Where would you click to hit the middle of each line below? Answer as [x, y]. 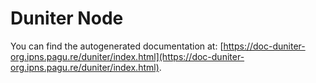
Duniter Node [67, 18]
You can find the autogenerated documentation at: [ [117, 46]
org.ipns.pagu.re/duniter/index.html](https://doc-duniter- [127, 56]
